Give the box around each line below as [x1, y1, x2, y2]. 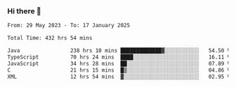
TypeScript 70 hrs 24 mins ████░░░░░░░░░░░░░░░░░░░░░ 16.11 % [7, 54, 231, 61]
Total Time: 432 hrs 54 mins [7, 35, 93, 42]
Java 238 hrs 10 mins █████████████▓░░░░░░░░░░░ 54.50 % [7, 47, 231, 54]
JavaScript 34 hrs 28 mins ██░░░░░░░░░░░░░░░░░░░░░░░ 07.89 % [7, 60, 231, 67]
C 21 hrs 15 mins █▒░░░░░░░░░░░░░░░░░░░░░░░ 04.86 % [7, 66, 231, 74]
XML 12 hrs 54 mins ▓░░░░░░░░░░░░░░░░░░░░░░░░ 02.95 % [7, 73, 231, 80]
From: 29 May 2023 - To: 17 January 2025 [7, 22, 131, 29]
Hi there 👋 [7, 6, 42, 16]
